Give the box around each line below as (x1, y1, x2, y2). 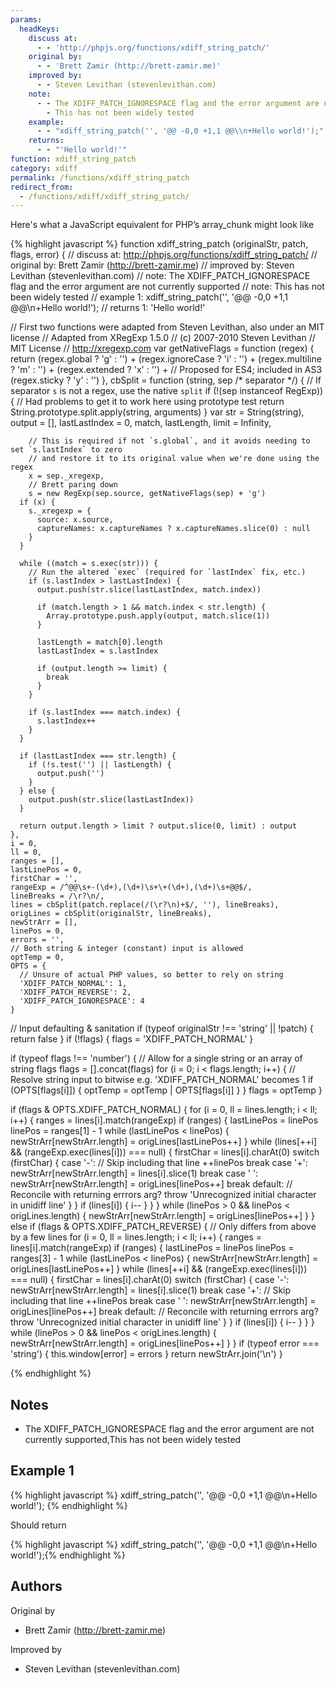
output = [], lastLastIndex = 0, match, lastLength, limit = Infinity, (10, 417, 272, 429)
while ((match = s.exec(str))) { (19, 559, 159, 569)
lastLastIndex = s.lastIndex (36, 646, 159, 656)
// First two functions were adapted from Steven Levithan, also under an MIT (10, 321, 325, 333)
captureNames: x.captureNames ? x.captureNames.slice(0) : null (36, 524, 311, 534)
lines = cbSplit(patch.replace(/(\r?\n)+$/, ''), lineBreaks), (10, 900, 280, 910)
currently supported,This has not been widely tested (24, 1434, 242, 1446)
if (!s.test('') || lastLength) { (28, 760, 172, 770)
